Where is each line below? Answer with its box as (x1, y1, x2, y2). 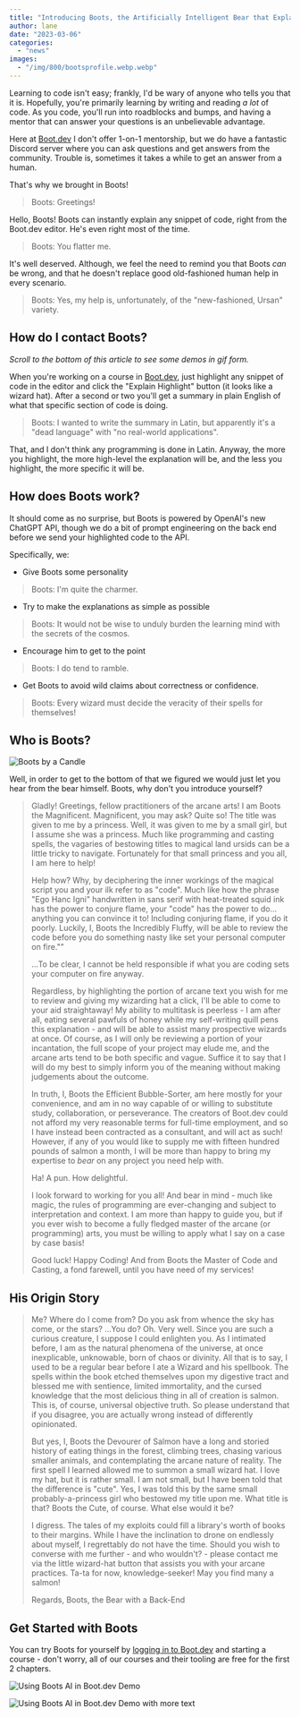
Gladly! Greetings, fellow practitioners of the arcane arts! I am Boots (30, 800, 281, 811)
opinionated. (30, 1419, 78, 1430)
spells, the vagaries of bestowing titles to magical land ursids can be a (30, 839, 290, 850)
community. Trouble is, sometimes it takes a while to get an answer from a (9, 152, 283, 163)
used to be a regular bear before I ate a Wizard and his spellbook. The (30, 1362, 289, 1372)
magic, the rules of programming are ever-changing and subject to (30, 1200, 277, 1210)
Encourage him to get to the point (21, 645, 146, 656)
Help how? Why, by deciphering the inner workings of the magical (30, 875, 274, 886)
